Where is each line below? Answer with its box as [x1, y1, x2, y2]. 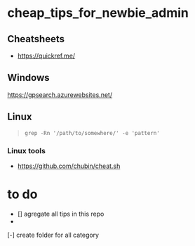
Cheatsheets [7, 33, 65, 45]
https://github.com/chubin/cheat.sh [17, 162, 121, 170]
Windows [7, 72, 50, 84]
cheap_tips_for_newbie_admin [7, 5, 189, 21]
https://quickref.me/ [17, 51, 76, 60]
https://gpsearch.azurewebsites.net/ [7, 90, 113, 99]
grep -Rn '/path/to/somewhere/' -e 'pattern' [24, 129, 160, 136]
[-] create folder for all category [7, 231, 100, 239]
